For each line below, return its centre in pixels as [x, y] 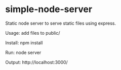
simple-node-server [49, 9]
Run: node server [23, 52]
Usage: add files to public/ [33, 33]
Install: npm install [24, 43]
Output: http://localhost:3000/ [37, 62]
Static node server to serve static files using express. [61, 23]
